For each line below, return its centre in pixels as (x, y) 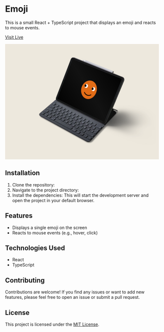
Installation (22, 173)
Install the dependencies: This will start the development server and (80, 195)
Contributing (25, 280)
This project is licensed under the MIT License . (52, 324)
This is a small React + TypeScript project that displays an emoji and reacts (81, 22)
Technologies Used (35, 248)
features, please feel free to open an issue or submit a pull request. (72, 297)
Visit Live (14, 37)
